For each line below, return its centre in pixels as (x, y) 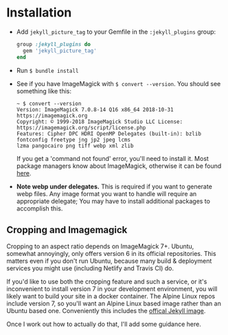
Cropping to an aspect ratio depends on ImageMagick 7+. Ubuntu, (100, 246)
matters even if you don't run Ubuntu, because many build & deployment (109, 261)
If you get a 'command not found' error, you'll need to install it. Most (112, 158)
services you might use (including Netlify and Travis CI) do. (90, 268)
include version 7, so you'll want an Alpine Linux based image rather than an (114, 303)
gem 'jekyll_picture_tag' (60, 51)
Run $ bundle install (47, 70)
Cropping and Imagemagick (67, 229)
